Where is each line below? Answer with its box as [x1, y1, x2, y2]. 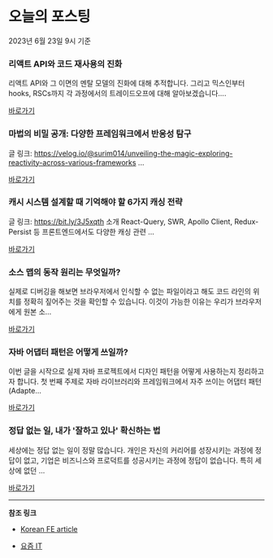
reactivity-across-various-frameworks [8, 157, 136, 167]
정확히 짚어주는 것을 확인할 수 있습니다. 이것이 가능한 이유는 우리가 [23, 297, 234, 306]
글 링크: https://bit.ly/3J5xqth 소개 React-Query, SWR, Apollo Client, [8, 217, 233, 226]
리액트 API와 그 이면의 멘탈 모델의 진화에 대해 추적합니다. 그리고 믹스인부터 [8, 78, 245, 88]
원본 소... [23, 307, 52, 317]
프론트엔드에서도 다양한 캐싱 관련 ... [41, 226, 154, 236]
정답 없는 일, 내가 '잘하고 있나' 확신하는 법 [8, 425, 161, 437]
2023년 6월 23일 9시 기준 [8, 36, 92, 46]
